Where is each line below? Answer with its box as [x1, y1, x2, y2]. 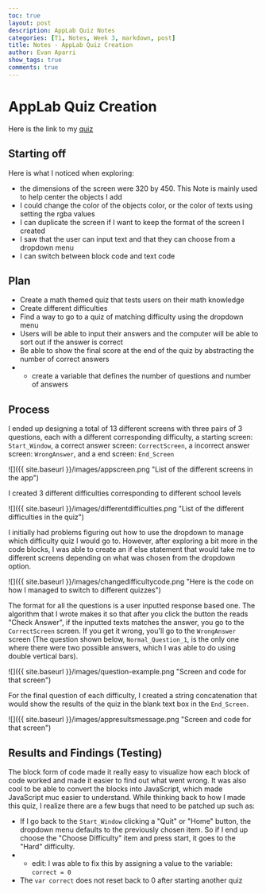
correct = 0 [31, 868, 71, 876]
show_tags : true [8, 56, 62, 64]
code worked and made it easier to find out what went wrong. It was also [8, 775, 247, 785]
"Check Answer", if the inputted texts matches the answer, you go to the [8, 618, 245, 627]
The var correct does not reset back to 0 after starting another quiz [19, 876, 243, 885]
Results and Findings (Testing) [8, 746, 163, 759]
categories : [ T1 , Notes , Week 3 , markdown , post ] [8, 33, 176, 42]
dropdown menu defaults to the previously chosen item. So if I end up [19, 825, 249, 834]
